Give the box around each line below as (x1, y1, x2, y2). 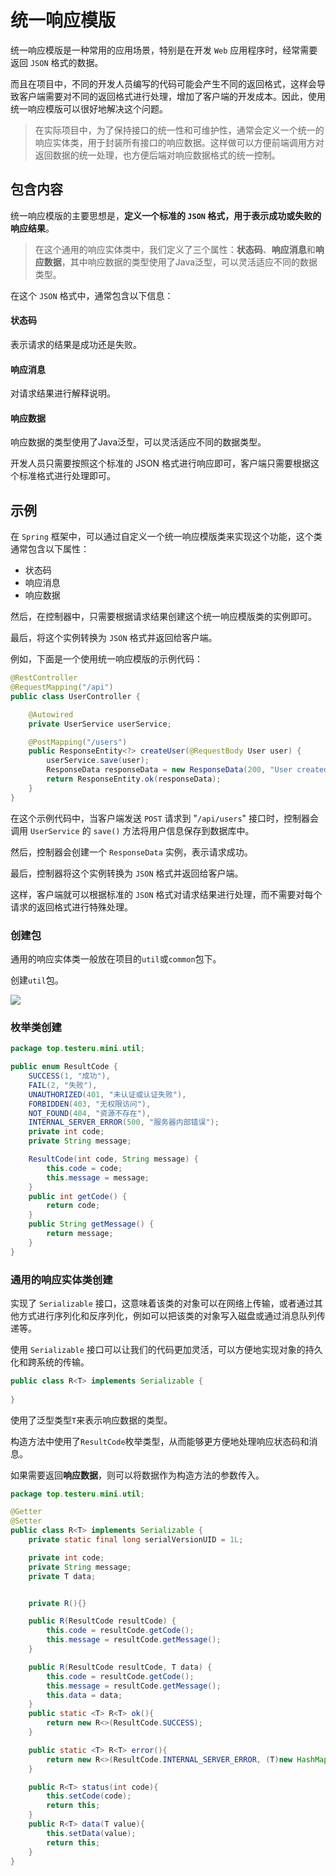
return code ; (46, 1201, 101, 1211)
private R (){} (28, 1598, 87, 1608)
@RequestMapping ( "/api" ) (10, 682, 114, 693)
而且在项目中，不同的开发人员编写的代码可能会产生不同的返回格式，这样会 (10, 77, 317, 90)
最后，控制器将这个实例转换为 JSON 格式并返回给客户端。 (10, 867, 244, 879)
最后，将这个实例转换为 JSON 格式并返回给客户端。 (10, 632, 218, 644)
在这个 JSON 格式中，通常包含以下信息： (10, 289, 174, 301)
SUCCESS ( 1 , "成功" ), (28, 1071, 111, 1081)
